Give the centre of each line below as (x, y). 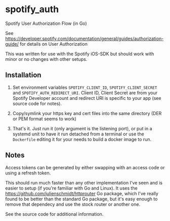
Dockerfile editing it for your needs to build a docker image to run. (82, 139)
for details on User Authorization (53, 44)
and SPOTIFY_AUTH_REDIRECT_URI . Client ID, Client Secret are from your (85, 93)
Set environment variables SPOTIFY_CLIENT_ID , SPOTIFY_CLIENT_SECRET (85, 87)
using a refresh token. (28, 173)
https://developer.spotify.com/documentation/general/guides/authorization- (84, 39)
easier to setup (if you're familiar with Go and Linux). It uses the (71, 188)
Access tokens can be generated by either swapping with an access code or (85, 167)
